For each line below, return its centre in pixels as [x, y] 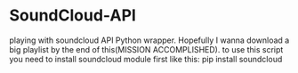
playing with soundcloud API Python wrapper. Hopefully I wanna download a [149, 40]
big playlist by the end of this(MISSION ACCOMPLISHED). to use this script [146, 49]
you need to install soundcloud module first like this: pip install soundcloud [146, 59]
